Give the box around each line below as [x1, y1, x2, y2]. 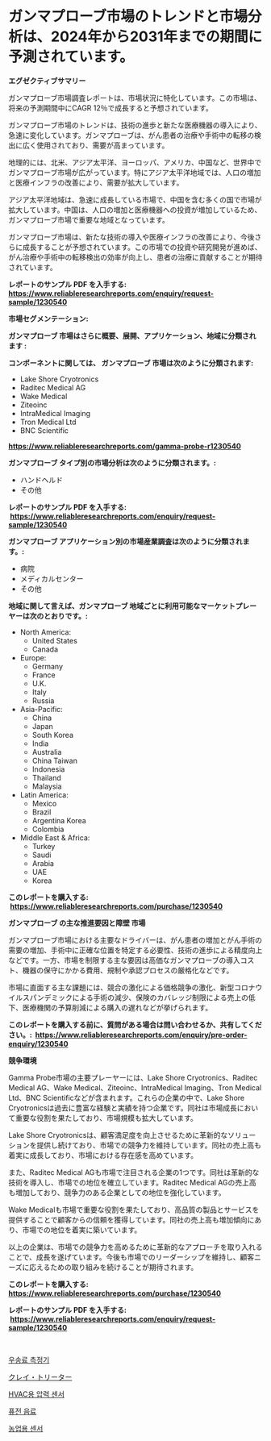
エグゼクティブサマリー [8, 76, 86, 85]
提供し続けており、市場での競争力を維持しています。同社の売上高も [35, 1140, 262, 1150]
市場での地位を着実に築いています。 [22, 1225, 142, 1235]
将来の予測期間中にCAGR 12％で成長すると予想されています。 [8, 102, 213, 113]
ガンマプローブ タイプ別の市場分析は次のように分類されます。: [8, 457, 216, 468]
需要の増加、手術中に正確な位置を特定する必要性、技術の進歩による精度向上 [8, 945, 263, 955]
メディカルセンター [19, 573, 84, 583]
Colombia [31, 824, 65, 834]
